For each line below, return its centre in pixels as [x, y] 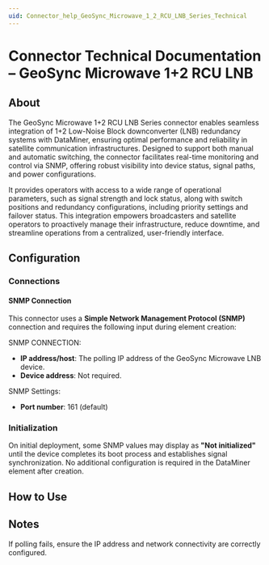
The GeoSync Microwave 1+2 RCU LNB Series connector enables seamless [134, 122]
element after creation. [46, 471]
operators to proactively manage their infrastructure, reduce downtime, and [134, 224]
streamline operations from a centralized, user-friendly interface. [116, 232]
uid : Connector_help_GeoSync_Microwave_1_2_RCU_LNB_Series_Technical [128, 16]
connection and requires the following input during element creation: [122, 327]
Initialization [33, 428]
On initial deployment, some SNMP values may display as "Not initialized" [132, 445]
